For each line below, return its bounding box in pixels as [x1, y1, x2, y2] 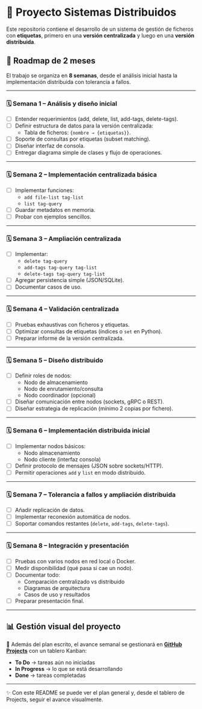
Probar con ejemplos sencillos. [14, 213, 92, 220]
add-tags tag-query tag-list [23, 265, 97, 271]
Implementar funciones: [14, 187, 74, 194]
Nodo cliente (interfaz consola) [23, 455, 101, 463]
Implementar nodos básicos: [14, 442, 86, 449]
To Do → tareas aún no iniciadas [14, 658, 96, 666]
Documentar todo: [14, 571, 60, 579]
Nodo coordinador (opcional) [23, 392, 96, 399]
